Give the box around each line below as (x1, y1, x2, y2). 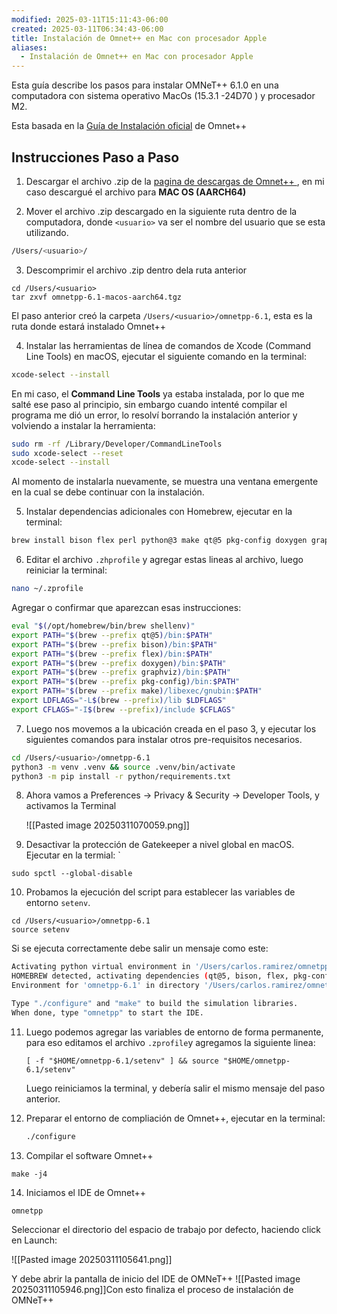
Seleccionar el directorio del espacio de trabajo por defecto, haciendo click (11, 1223, 321, 1235)
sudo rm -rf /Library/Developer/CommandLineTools (11, 439, 223, 449)
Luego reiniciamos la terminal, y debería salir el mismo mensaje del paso (25, 1082, 326, 1094)
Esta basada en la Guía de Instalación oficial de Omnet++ (11, 120, 248, 132)
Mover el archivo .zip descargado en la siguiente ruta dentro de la (25, 205, 298, 217)
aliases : (11, 42, 48, 53)
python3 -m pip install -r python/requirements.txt (11, 771, 231, 781)
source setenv (11, 925, 71, 935)
